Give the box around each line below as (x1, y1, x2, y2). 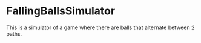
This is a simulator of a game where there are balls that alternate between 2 (6, 24, 195, 31)
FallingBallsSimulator (6, 4, 116, 18)
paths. (6, 30, 22, 37)
